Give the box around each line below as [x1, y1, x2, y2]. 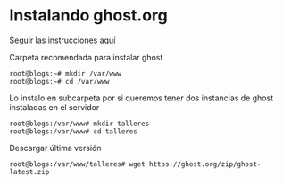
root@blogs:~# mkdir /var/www [9, 68, 122, 78]
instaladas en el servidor [9, 101, 100, 112]
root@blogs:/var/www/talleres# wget [9, 159, 146, 169]
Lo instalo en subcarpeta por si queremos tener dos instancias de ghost [9, 92, 274, 103]
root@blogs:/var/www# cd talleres [9, 126, 138, 136]
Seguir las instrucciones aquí [9, 35, 116, 45]
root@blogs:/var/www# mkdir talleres [9, 119, 150, 128]
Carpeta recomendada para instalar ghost [9, 52, 163, 62]
